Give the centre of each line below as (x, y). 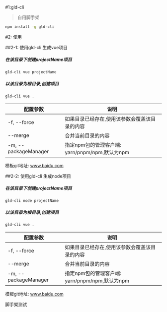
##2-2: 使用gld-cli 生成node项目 (38, 176)
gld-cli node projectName (32, 200)
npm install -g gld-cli (30, 27)
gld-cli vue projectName (31, 72)
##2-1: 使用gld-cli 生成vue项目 (37, 47)
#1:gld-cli (15, 7)
